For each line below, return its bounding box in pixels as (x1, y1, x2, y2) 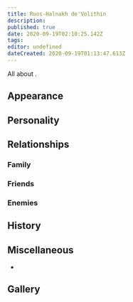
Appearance (7, 90, 64, 102)
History (7, 220, 41, 232)
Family (7, 159, 31, 169)
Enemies (7, 198, 38, 207)
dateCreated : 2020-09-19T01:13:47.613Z (7, 50, 126, 58)
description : (7, 17, 46, 24)
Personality (7, 114, 60, 126)
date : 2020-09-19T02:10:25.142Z (7, 30, 103, 38)
